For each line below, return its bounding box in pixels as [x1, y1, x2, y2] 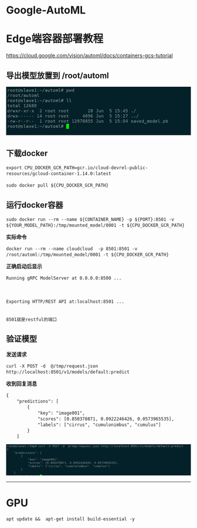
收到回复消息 [6, 380, 37, 387]
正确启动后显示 [6, 263, 42, 270]
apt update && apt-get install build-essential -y [6, 516, 135, 522]
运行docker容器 [6, 200, 63, 210]
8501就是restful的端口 [6, 317, 57, 323]
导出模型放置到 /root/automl [6, 70, 110, 80]
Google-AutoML [6, 4, 86, 17]
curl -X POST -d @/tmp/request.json [6, 363, 98, 369]
